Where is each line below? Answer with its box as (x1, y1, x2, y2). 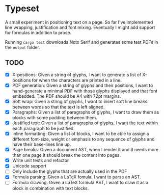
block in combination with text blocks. (12, 185, 89, 191)
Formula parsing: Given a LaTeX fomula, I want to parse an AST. (12, 174, 141, 180)
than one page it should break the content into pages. (12, 152, 121, 158)
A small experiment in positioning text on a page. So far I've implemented (5, 19, 153, 25)
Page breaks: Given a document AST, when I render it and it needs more (12, 147, 159, 153)
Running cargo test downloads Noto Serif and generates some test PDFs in (5, 39, 159, 45)
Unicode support (12, 163, 47, 169)
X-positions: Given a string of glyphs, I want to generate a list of (12, 72, 141, 78)
